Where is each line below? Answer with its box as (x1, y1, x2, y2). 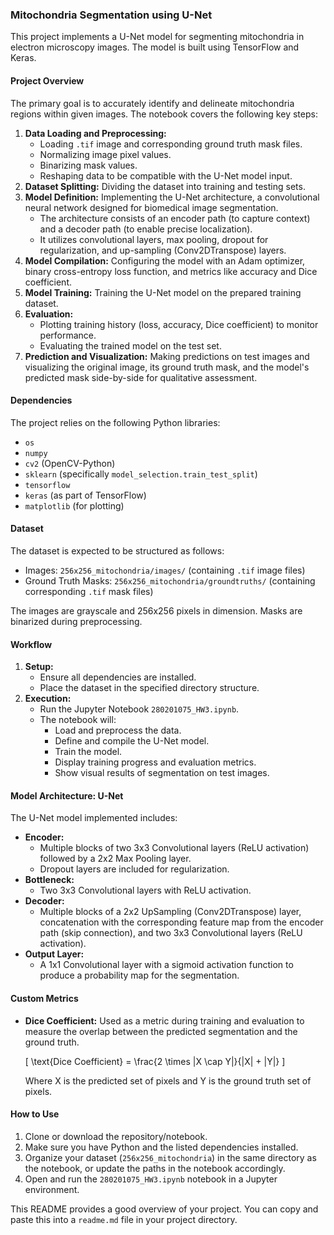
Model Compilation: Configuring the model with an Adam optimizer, (24, 254, 306, 267)
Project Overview (10, 74, 85, 87)
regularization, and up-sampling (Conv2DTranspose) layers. (39, 244, 287, 256)
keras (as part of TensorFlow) (24, 489, 147, 501)
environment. (24, 1183, 80, 1195)
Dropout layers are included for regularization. (39, 863, 230, 875)
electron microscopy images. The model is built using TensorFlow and (10, 41, 300, 53)
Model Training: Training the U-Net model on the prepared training (24, 286, 302, 298)
